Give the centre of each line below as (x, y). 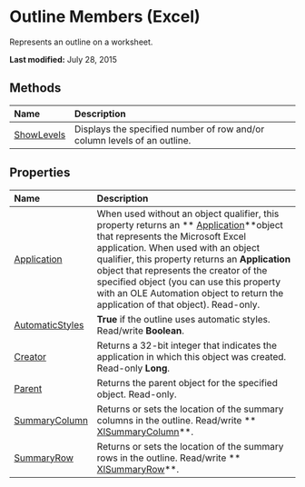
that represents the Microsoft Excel (172, 236)
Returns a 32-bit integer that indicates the (187, 345)
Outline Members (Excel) (105, 17)
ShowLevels (40, 134)
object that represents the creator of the (182, 270)
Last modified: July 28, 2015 (64, 59)
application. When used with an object (178, 247)
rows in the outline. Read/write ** (169, 458)
